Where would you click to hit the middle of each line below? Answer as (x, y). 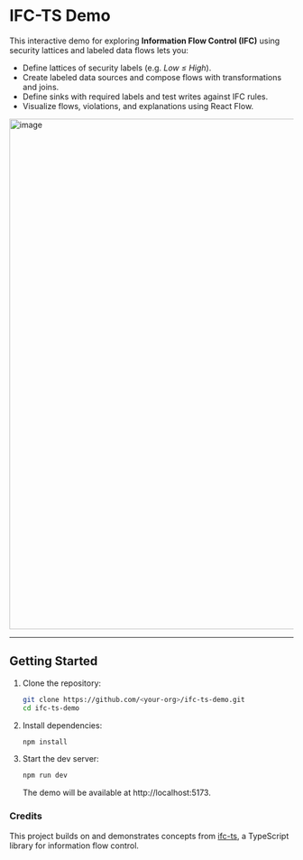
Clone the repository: (62, 683)
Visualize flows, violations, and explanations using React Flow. (138, 106)
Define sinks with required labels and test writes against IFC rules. (145, 97)
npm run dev (45, 776)
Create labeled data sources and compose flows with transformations (152, 77)
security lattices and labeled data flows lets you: (99, 50)
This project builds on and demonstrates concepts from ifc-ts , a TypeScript (149, 836)
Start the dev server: (60, 759)
